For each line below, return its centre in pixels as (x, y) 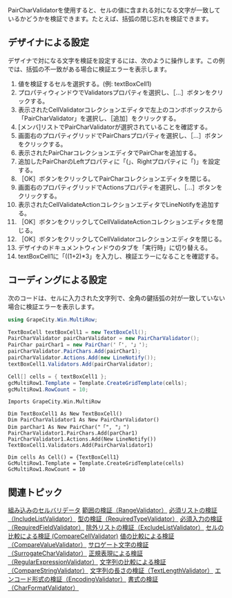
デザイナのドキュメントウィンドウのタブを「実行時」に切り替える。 (115, 248)
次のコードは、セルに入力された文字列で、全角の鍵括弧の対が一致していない (117, 298)
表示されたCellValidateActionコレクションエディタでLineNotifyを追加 (116, 204)
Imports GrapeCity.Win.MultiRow (54, 402)
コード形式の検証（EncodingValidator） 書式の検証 (86, 579)
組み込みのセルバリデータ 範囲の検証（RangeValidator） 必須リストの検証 (113, 510)
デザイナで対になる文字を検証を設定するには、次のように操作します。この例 (116, 60)
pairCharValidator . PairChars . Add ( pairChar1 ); (74, 351)
